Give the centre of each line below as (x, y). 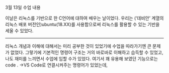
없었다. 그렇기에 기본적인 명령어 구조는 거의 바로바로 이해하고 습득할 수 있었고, (87, 52)
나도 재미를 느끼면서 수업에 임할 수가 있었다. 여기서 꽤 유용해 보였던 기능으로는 (82, 59)
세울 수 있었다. (19, 31)
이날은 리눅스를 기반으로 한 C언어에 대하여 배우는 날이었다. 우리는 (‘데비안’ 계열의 (84, 18)
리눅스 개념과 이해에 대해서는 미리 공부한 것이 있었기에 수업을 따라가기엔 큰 (78, 46)
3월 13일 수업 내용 (23, 7)
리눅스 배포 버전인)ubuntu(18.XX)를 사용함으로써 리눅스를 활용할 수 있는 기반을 (82, 24)
